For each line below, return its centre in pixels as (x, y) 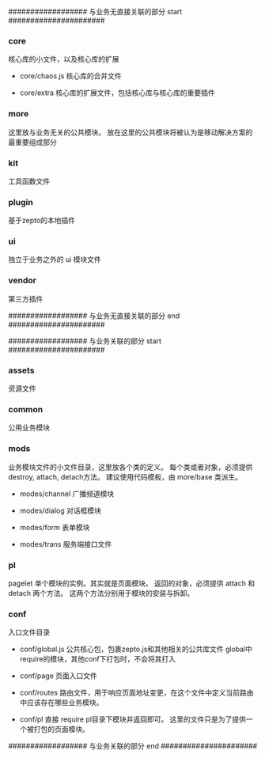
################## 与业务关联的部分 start (85, 341)
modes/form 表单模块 (55, 527)
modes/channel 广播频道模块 (67, 494)
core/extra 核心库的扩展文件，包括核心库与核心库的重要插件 (117, 93)
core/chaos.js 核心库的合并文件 (71, 76)
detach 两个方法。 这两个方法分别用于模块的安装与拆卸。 (101, 593)
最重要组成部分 (32, 142)
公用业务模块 (29, 428)
